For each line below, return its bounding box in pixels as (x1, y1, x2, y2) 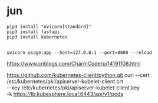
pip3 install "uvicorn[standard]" (6, 24, 92, 30)
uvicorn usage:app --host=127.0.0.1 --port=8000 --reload (6, 49, 152, 56)
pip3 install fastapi (6, 28, 60, 35)
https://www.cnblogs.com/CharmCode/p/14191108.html (6, 60, 141, 67)
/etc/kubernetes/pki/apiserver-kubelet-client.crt (6, 78, 123, 85)
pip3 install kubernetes (6, 34, 68, 40)
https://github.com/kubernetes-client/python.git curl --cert (6, 71, 150, 78)
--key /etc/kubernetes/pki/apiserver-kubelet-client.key (6, 84, 140, 91)
